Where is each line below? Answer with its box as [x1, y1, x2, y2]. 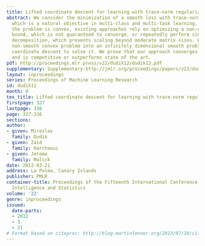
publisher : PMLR [6, 173, 48, 180]
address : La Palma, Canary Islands [6, 168, 97, 174]
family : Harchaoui [12, 145, 59, 151]
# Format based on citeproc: [6, 230, 81, 236]
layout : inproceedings [6, 71, 64, 78]
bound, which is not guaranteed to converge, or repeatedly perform [12, 32, 190, 38]
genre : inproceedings [6, 196, 62, 202]
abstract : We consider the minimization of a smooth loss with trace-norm [6, 15, 201, 21]
